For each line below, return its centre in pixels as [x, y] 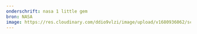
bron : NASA [19, 17]
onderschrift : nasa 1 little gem [47, 11]
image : [14, 22]
